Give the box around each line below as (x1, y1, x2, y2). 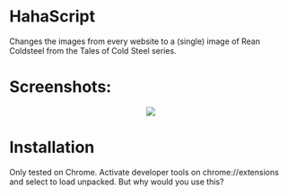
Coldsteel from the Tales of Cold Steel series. (9, 45, 177, 55)
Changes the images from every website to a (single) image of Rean (9, 36, 260, 47)
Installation (9, 137, 95, 158)
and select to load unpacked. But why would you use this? (9, 176, 224, 187)
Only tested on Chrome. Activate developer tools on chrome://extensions (9, 166, 280, 177)
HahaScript (9, 6, 96, 27)
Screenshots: (9, 77, 112, 98)
